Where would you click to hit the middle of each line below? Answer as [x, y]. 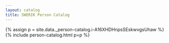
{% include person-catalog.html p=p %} [48, 35]
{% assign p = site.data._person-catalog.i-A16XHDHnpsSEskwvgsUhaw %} [85, 29]
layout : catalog [23, 10]
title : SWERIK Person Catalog [38, 15]
